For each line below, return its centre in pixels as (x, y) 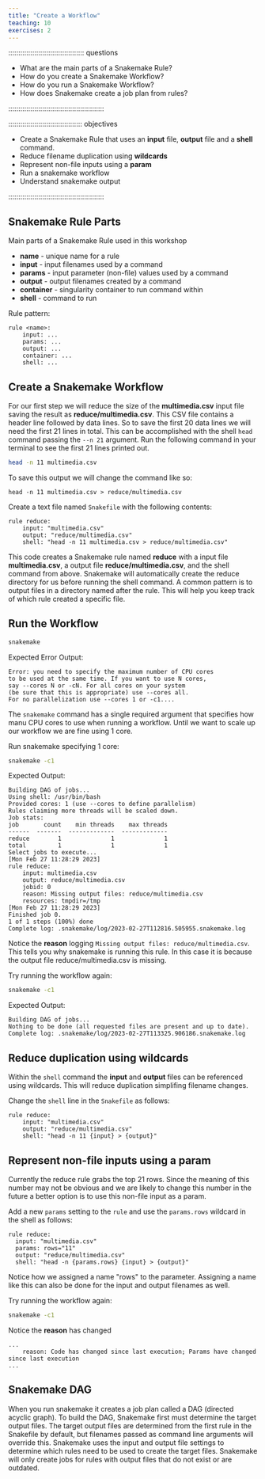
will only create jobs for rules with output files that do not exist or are (120, 1459)
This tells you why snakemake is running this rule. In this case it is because (130, 952)
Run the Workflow (53, 624)
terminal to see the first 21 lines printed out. (79, 448)
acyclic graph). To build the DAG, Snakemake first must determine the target (132, 1417)
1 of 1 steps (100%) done (51, 922)
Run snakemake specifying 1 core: (64, 746)
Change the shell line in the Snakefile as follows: (89, 1101)
